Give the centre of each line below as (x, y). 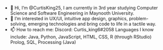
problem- (139, 18)
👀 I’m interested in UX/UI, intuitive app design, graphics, (69, 18)
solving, (18, 24)
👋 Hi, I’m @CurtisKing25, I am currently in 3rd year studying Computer (84, 8)
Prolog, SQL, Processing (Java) (43, 42)
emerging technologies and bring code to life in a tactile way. (92, 24)
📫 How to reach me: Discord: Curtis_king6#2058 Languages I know (82, 30)
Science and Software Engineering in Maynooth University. (72, 13)
